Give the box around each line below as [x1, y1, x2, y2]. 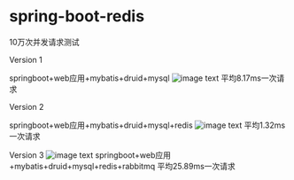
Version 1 [9, 54, 43, 65]
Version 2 [9, 101, 44, 112]
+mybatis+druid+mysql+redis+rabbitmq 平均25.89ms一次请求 [9, 160, 236, 171]
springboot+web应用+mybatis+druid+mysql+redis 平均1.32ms [9, 120, 286, 130]
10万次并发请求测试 [9, 36, 80, 47]
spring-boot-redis [9, 6, 144, 27]
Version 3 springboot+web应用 [9, 149, 171, 160]
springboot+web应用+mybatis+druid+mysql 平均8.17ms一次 [9, 73, 277, 83]
